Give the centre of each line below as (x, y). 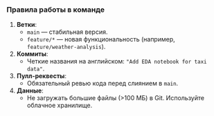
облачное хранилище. (60, 106)
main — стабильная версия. (67, 32)
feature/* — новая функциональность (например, (101, 39)
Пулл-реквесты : (42, 76)
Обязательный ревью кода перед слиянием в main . (102, 84)
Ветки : (27, 25)
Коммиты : (32, 54)
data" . (36, 69)
